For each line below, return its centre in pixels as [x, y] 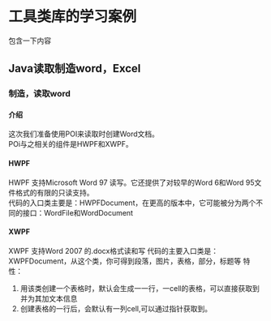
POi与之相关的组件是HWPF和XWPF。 [71, 144]
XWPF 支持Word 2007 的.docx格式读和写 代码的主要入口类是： [114, 250]
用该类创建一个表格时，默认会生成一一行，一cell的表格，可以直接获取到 [140, 288]
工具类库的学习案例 [73, 17]
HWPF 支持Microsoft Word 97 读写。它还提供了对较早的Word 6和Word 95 [131, 182]
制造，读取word [40, 94]
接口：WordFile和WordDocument [78, 212]
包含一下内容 [30, 41]
